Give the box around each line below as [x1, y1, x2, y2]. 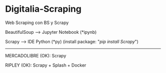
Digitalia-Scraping [5, 3, 82, 15]
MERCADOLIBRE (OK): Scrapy [5, 52, 67, 58]
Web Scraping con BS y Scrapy [5, 20, 69, 25]
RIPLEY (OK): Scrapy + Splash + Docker [5, 62, 86, 68]
